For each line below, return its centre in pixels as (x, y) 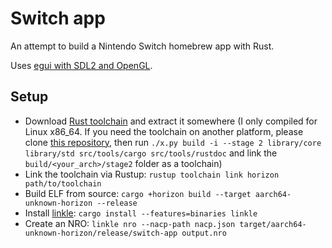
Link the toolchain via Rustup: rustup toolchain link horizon (152, 174)
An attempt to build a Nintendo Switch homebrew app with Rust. (142, 46)
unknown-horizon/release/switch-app (101, 233)
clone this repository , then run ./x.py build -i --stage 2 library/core (173, 142)
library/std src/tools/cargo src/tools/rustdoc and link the (151, 153)
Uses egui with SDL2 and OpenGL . (81, 65)
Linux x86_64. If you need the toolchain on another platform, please (164, 131)
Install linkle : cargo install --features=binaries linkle (141, 213)
